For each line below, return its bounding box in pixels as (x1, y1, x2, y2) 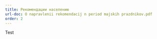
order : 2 (5, 16, 23, 21)
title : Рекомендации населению (5, 7, 69, 12)
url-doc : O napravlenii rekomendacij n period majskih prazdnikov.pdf (5, 12, 153, 17)
